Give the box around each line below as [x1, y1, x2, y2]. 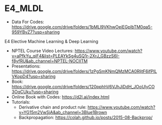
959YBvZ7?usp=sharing [11, 29, 60, 35]
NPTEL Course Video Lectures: [11, 48, 74, 54]
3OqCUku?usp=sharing [11, 89, 59, 95]
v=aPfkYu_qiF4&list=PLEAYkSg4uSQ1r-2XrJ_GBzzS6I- [11, 53, 120, 58]
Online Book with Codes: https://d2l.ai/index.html [11, 94, 110, 99]
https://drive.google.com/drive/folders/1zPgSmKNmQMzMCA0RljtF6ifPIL [11, 68, 157, 74]
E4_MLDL [4, 3, 44, 14]
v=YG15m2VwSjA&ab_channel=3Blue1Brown [18, 109, 107, 115]
